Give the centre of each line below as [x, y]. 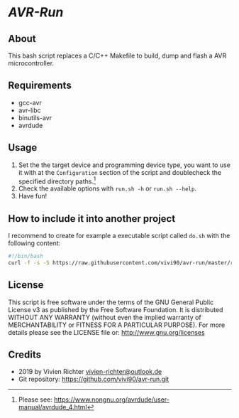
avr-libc [29, 110]
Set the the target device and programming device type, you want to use [124, 165]
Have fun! [33, 196]
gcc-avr [30, 102]
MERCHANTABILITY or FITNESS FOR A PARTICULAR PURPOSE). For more [117, 325]
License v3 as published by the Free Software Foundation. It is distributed [116, 309]
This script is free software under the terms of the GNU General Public [111, 302]
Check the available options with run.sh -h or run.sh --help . [107, 188]
